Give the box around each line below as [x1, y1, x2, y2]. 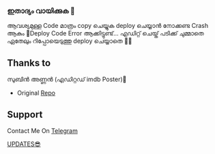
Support [7, 108, 43, 120]
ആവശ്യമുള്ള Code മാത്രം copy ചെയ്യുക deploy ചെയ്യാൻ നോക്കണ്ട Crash [7, 22, 209, 30]
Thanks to [7, 57, 51, 69]
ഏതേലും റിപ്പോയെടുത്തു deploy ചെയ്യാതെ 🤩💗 [7, 37, 132, 45]
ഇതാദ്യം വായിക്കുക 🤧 [7, 6, 75, 16]
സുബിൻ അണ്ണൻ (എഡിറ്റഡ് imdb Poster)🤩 [7, 75, 127, 84]
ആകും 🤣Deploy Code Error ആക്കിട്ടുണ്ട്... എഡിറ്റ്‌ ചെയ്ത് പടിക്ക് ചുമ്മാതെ [7, 29, 204, 37]
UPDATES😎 [7, 140, 41, 148]
